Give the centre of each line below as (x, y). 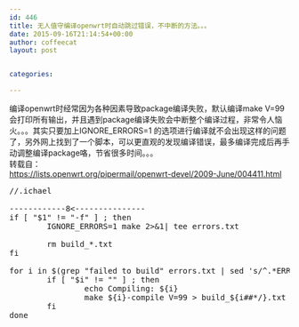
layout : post (33, 51)
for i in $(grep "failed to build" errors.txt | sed (127, 271)
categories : (31, 75)
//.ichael (30, 191)
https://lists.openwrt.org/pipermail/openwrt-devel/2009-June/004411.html (145, 174)
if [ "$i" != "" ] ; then (103, 279)
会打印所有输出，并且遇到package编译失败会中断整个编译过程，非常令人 (142, 120)
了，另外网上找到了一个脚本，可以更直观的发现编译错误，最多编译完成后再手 (149, 142)
